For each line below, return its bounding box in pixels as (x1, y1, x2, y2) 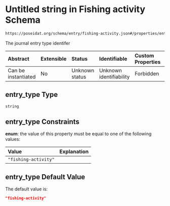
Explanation (59, 148, 89, 155)
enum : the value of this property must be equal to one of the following (5, 131, 152, 137)
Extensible (40, 55, 67, 62)
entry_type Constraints (5, 118, 80, 126)
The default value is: (5, 186, 48, 192)
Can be (8, 67, 25, 74)
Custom (135, 52, 154, 59)
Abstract (8, 55, 29, 62)
